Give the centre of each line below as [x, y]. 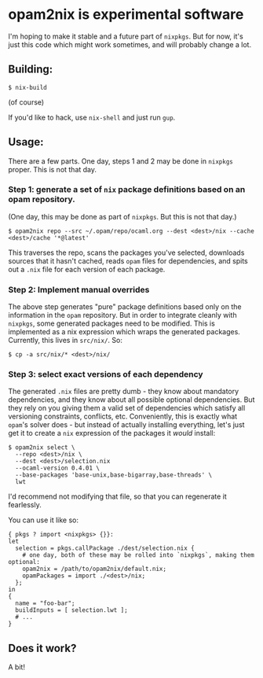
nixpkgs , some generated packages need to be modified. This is [112, 323]
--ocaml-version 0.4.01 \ [58, 468]
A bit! [17, 667]
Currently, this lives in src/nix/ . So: [66, 341]
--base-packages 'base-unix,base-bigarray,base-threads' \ [114, 475]
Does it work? [42, 648]
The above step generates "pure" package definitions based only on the [125, 307]
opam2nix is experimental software [126, 15]
